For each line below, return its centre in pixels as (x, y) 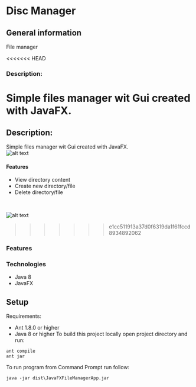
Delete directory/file (39, 192)
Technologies (26, 264)
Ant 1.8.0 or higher (37, 328)
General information (44, 33)
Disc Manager (41, 11)
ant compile (21, 351)
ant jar (16, 356)
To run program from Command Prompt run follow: (68, 367)
